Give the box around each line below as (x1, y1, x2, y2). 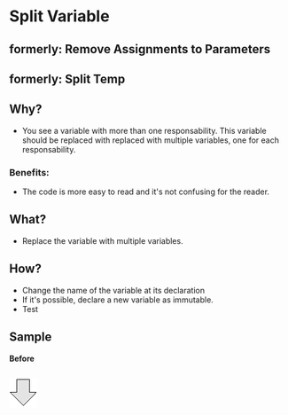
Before (9, 353, 35, 364)
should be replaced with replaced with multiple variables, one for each (21, 135, 279, 145)
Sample (9, 330, 52, 345)
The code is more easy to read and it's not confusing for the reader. (21, 186, 270, 197)
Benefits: (9, 166, 51, 178)
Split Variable (9, 6, 110, 27)
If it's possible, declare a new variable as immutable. (21, 294, 214, 305)
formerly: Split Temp (9, 71, 126, 86)
